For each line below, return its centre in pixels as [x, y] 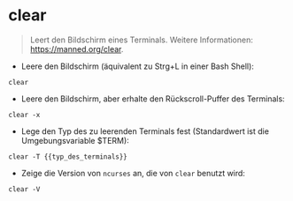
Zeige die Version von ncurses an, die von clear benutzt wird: [133, 173]
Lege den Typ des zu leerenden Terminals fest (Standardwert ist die [145, 131]
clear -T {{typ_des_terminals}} [68, 156]
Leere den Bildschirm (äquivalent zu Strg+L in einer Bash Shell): [137, 66]
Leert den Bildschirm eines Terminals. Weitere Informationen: [141, 40]
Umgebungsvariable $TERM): [75, 140]
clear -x [24, 115]
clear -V [24, 189]
